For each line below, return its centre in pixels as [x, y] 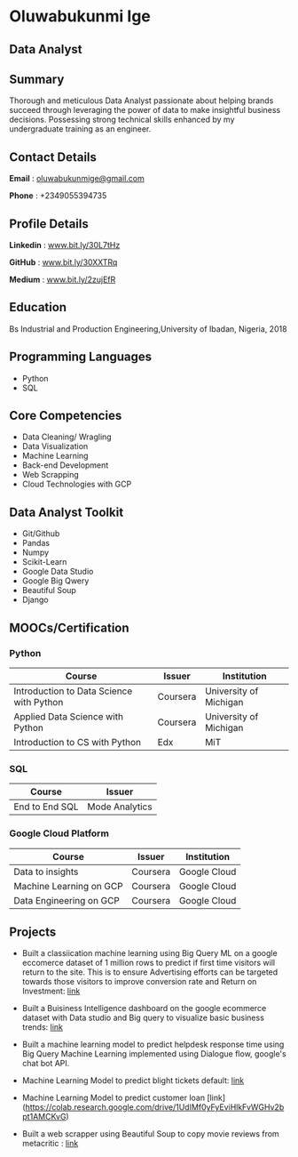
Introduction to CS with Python [78, 742]
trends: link [43, 1027]
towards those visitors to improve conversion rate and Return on [139, 982]
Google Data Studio [58, 572]
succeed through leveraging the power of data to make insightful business [145, 110]
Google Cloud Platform [59, 833]
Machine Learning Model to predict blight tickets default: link [133, 1081]
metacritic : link [50, 1144]
